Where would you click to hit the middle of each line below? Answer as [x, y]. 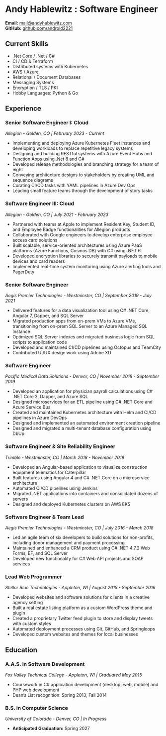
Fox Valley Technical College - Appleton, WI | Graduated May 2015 [74, 675]
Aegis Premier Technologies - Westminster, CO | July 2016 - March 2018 [80, 527]
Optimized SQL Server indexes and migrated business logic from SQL [83, 337]
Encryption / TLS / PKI [35, 88]
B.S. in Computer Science [37, 708]
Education [21, 650]
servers [20, 499]
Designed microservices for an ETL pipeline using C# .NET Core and [83, 402]
